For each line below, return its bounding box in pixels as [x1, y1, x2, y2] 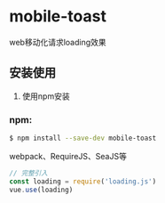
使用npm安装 [21, 91, 70, 101]
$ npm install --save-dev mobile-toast [9, 134, 157, 143]
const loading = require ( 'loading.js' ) [9, 176, 157, 186]
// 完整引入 [9, 168, 49, 177]
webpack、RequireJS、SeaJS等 [9, 150, 127, 161]
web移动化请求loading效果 [9, 37, 106, 47]
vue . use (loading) [9, 185, 74, 194]
